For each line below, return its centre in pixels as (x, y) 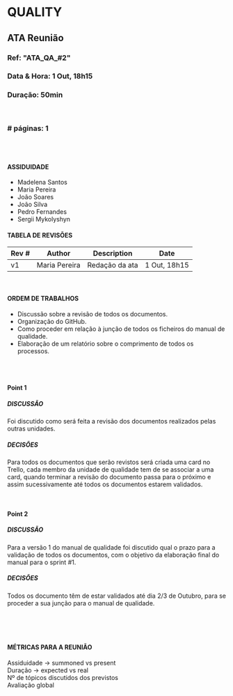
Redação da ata (113, 265)
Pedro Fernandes (42, 212)
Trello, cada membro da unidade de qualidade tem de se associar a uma (111, 470)
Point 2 (18, 513)
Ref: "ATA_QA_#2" (39, 58)
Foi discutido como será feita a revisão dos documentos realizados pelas (112, 422)
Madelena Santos (42, 183)
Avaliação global (31, 685)
